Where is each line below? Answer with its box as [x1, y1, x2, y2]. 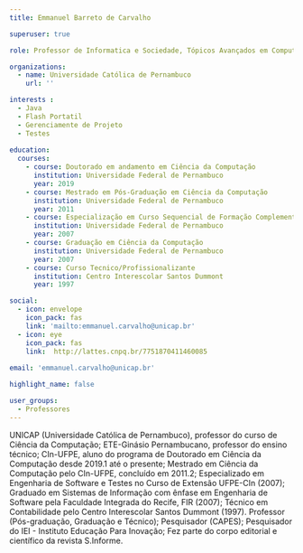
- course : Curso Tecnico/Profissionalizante [25, 263, 196, 272]
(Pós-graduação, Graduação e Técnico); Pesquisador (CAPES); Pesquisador [9, 516, 293, 527]
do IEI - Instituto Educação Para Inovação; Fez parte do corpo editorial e [9, 525, 278, 536]
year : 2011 [32, 204, 75, 213]
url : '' [25, 79, 54, 89]
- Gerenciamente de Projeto [17, 120, 124, 129]
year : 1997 [32, 280, 75, 289]
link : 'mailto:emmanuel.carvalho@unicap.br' [25, 322, 196, 331]
